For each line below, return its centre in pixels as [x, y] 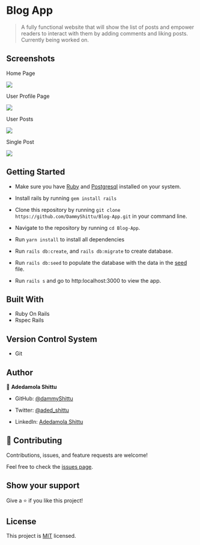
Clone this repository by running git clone [68, 209]
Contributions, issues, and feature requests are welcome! [77, 455]
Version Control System [52, 339]
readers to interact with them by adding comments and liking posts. [104, 33]
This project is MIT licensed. [41, 536]
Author [20, 372]
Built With [25, 299]
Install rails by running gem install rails [66, 198]
